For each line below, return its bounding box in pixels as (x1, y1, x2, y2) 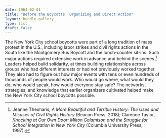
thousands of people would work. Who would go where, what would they (5, 76, 154, 82)
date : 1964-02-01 (5, 7, 41, 12)
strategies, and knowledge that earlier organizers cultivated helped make (5, 87, 154, 93)
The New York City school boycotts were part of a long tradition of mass (5, 39, 152, 45)
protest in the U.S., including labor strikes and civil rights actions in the (5, 44, 149, 50)
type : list (5, 21, 28, 26)
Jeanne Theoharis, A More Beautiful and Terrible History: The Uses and (12, 106, 159, 112)
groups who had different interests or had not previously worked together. (5, 66, 156, 72)
